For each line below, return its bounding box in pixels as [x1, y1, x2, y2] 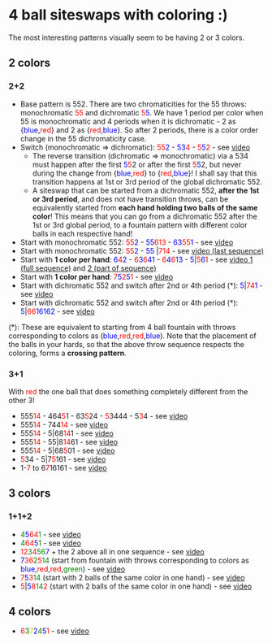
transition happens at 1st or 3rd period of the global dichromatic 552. [32, 176, 262, 186]
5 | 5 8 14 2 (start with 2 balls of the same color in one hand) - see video [19, 581, 253, 591]
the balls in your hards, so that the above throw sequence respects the [8, 339, 245, 349]
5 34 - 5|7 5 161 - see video [19, 454, 106, 464]
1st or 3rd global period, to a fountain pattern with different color [32, 219, 248, 229]
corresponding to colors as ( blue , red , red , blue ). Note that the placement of [8, 331, 257, 341]
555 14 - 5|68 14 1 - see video [19, 428, 114, 438]
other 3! [8, 395, 35, 405]
